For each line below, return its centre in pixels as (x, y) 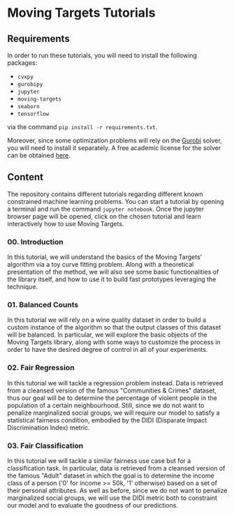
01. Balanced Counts (43, 305)
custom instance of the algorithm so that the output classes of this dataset (114, 327)
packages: (22, 63)
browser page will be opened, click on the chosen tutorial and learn (104, 216)
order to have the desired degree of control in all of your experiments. (108, 350)
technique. (23, 287)
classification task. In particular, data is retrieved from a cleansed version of (116, 468)
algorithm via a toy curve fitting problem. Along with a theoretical (101, 265)
